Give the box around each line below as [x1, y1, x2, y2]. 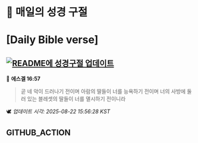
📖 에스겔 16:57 [6, 75, 40, 82]
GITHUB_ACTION [6, 128, 71, 138]
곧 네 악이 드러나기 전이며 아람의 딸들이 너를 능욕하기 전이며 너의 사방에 [20, 88, 186, 95]
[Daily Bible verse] [6, 33, 99, 46]
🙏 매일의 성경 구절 [6, 5, 88, 19]
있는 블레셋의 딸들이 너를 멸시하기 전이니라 [27, 95, 126, 102]
